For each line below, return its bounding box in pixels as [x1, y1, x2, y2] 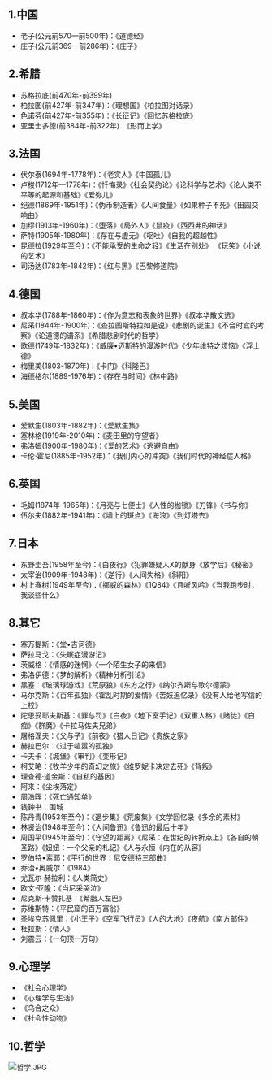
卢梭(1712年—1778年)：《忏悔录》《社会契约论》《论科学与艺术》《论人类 [19, 180, 255, 189]
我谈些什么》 [19, 590, 63, 600]
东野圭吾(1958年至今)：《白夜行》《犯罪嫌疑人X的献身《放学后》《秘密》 [19, 559, 257, 569]
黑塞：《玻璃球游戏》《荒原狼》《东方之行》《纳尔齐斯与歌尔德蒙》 [19, 679, 234, 689]
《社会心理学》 [19, 982, 71, 993]
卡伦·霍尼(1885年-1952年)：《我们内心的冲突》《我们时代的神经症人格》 [19, 451, 256, 461]
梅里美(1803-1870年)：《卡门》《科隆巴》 [19, 361, 154, 371]
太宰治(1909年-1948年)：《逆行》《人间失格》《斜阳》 [19, 570, 193, 579]
